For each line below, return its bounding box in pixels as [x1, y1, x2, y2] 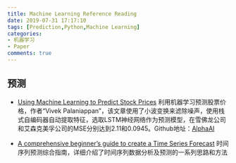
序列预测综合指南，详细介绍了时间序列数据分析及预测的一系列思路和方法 [17, 147, 228, 156]
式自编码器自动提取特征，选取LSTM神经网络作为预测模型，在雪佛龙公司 [17, 115, 227, 123]
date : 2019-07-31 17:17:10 [7, 17, 87, 24]
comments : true [7, 50, 52, 57]
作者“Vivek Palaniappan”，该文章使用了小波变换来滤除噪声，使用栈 [30, 107, 225, 115]
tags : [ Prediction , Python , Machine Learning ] [7, 23, 140, 30]
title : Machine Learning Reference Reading [7, 10, 137, 18]
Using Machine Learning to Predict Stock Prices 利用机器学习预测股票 [17, 97, 221, 106]
